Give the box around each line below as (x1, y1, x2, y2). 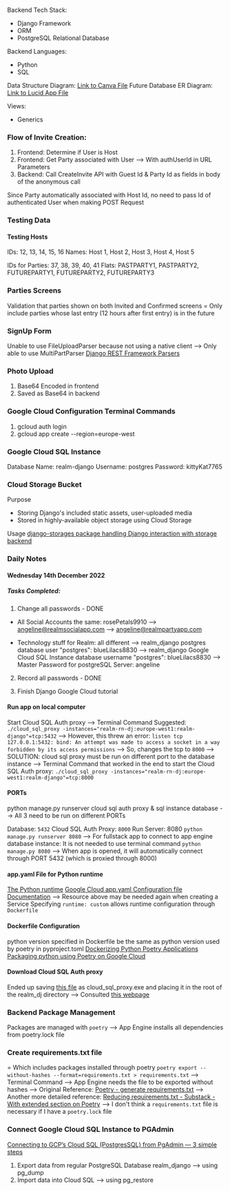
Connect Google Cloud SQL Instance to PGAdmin (7, 1125, 174, 1134)
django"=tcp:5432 (7, 733, 57, 740)
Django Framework (17, 19, 72, 27)
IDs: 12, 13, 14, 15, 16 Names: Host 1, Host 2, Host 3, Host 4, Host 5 (7, 248, 195, 256)
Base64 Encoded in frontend (17, 382, 99, 391)
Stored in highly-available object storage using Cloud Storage (17, 516, 192, 524)
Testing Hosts (7, 233, 48, 241)
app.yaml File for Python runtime (7, 869, 103, 878)
